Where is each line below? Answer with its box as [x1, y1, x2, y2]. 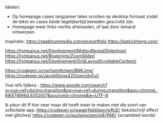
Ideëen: [5, 4, 20, 10]
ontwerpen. [12, 29, 36, 35]
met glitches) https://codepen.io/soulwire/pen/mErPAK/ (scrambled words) [5, 112, 156, 118]
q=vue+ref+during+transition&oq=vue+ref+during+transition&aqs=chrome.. [5, 88, 158, 93]
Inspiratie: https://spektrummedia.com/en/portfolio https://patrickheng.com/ [5, 38, 158, 44]
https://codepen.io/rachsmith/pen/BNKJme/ [5, 68, 94, 73]
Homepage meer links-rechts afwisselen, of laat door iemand [12, 24, 136, 30]
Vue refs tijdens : [5, 82, 40, 88]
